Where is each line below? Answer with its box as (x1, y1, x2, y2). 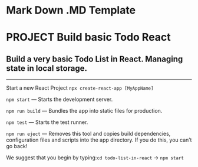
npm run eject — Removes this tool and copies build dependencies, (6, 130, 171, 137)
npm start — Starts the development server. (6, 96, 113, 103)
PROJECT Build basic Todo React (6, 31, 171, 44)
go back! (6, 143, 28, 150)
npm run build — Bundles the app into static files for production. (6, 107, 163, 114)
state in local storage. (6, 63, 87, 73)
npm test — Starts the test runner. (6, 119, 88, 126)
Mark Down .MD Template (6, 4, 136, 17)
